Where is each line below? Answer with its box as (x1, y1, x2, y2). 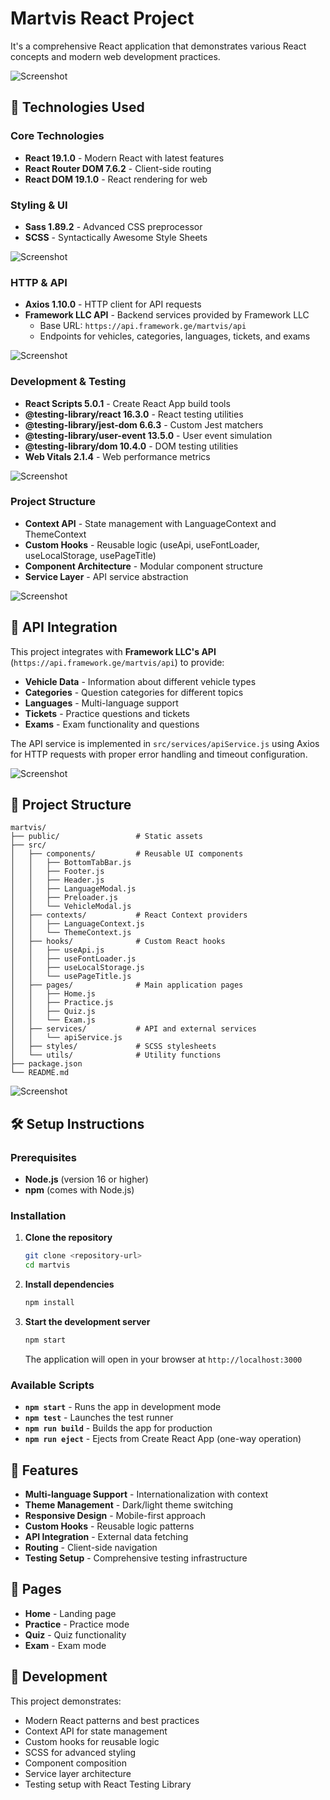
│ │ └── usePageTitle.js (10, 972, 132, 982)
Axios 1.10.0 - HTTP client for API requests (24, 298, 202, 311)
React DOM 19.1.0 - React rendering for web (24, 173, 208, 185)
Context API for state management (24, 1725, 168, 1737)
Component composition (24, 1757, 127, 1769)
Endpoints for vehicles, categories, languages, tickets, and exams (39, 330, 311, 342)
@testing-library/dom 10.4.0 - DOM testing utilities (24, 440, 239, 452)
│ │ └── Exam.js (10, 1015, 97, 1026)
